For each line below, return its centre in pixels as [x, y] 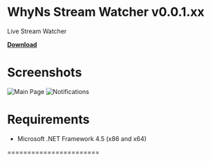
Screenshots [45, 73]
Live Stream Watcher [37, 31]
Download [22, 44]
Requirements [48, 120]
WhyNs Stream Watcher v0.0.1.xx [106, 12]
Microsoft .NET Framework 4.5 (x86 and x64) [82, 138]
